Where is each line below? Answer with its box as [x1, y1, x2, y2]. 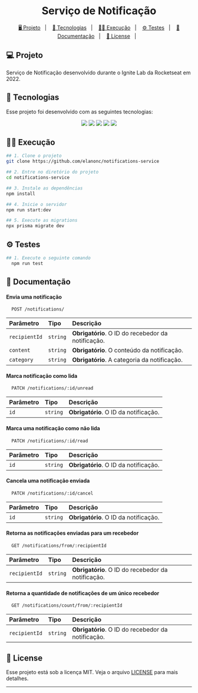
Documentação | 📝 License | [57, 32, 137, 40]
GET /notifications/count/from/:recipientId [11, 603, 123, 609]
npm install [6, 191, 35, 197]
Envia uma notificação [6, 293, 62, 300]
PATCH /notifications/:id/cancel [11, 490, 94, 496]
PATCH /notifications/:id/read [11, 438, 88, 444]
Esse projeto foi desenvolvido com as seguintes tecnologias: [6, 108, 153, 115]
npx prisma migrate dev [6, 223, 65, 229]
